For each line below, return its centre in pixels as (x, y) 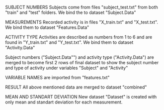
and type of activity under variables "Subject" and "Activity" (67, 68)
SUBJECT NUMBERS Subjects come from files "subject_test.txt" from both (82, 7)
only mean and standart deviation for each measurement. (64, 102)
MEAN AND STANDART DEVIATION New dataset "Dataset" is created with (81, 97)
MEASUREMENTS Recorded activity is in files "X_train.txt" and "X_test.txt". (82, 22)
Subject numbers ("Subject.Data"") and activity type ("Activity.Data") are (80, 57)
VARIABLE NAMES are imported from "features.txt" (57, 77)
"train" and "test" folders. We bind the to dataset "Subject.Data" (71, 12)
